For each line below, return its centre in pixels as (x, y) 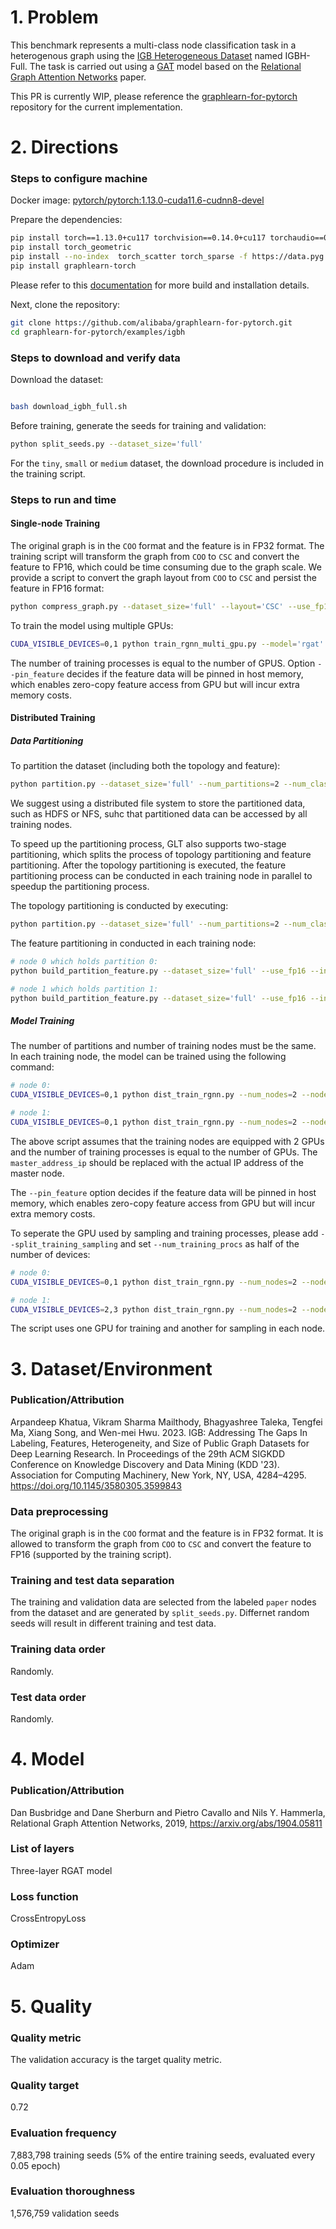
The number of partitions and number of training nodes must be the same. (163, 1046)
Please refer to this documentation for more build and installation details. (160, 285)
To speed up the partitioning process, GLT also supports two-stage (148, 844)
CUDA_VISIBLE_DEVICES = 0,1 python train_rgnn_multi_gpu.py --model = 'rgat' (167, 644)
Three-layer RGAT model (61, 1870)
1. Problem (54, 17)
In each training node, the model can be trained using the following (148, 1057)
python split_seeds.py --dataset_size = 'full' (106, 444)
